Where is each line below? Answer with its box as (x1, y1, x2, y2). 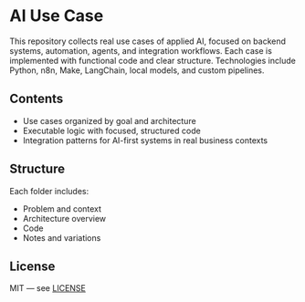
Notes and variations (22, 232, 101, 243)
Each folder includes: (9, 185, 89, 196)
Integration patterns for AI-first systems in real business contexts (22, 134, 268, 146)
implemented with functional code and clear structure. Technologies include (9, 55, 297, 66)
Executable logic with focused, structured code (22, 125, 201, 136)
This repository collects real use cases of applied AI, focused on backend (9, 36, 286, 47)
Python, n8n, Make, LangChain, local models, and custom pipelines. (9, 65, 265, 76)
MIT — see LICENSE (9, 283, 87, 294)
